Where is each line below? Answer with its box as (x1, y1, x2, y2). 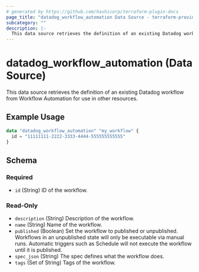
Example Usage (6, 112, 65, 122)
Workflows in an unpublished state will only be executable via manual (14, 234, 185, 241)
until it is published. (14, 246, 62, 254)
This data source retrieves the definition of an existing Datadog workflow (6, 88, 184, 96)
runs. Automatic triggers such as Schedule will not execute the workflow (14, 240, 192, 247)
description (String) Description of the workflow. (14, 215, 134, 222)
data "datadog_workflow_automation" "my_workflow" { (6, 128, 139, 134)
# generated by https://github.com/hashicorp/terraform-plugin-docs (6, 8, 179, 15)
